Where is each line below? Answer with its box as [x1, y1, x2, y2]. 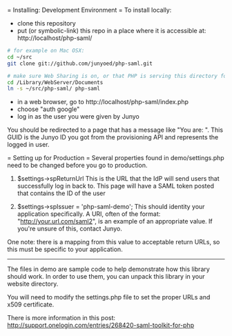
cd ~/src [7, 53, 32, 61]
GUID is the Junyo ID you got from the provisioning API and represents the [7, 133, 219, 141]
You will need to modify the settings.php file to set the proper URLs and [7, 293, 211, 302]
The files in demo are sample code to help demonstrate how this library [7, 265, 211, 273]
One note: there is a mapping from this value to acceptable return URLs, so [7, 238, 220, 246]
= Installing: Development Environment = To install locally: [7, 6, 172, 14]
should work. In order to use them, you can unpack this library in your [7, 273, 205, 281]
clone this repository [17, 19, 76, 27]
